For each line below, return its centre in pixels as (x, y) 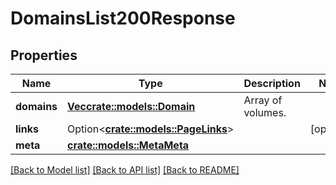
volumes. (265, 112)
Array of (263, 100)
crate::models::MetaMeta (128, 145)
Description (272, 83)
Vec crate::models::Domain (131, 106)
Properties (44, 55)
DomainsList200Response (123, 18)
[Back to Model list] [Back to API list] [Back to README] (125, 170)
